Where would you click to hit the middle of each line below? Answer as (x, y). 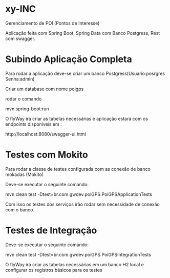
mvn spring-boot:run (27, 109)
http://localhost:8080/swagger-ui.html (46, 134)
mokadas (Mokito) (25, 174)
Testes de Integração (51, 230)
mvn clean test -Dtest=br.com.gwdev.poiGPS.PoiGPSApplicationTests (79, 194)
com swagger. (20, 38)
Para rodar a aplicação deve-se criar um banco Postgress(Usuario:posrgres (85, 73)
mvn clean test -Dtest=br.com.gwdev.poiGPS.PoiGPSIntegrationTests (78, 254)
